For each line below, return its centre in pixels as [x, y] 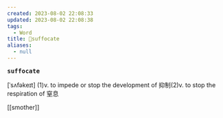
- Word [23, 33]
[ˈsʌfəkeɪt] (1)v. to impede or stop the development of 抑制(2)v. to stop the [111, 85]
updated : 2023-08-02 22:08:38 [50, 20]
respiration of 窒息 [33, 93]
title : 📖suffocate [33, 39]
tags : [15, 26]
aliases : [20, 45]
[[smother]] [23, 107]
